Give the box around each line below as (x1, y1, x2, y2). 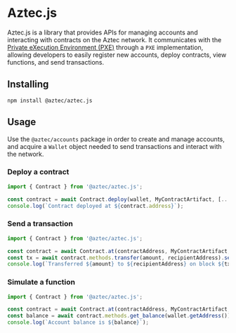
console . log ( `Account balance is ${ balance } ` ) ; (7, 319, 150, 326)
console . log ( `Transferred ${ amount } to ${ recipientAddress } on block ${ (7, 261, 225, 268)
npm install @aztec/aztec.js (7, 97, 93, 104)
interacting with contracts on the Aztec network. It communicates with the (7, 35, 222, 44)
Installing (7, 79, 49, 91)
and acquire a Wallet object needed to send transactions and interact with (7, 142, 223, 150)
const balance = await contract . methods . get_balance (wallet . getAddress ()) (7, 313, 231, 320)
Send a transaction (7, 219, 74, 229)
